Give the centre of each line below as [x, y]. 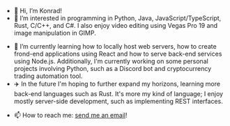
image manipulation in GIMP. [55, 33]
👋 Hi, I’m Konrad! [38, 11]
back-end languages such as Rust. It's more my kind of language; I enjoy [118, 94]
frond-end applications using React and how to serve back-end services [118, 54]
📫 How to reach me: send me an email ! [70, 115]
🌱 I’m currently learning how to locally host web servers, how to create [115, 46]
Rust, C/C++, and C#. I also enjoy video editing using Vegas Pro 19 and [116, 25]
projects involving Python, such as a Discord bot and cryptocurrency [113, 69]
